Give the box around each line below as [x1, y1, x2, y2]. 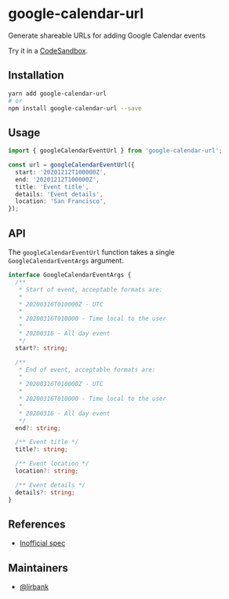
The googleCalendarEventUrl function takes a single [8, 248, 175, 256]
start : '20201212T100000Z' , [15, 168, 107, 176]
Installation [8, 68, 64, 83]
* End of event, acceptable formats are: [18, 366, 156, 373]
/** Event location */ [15, 460, 89, 468]
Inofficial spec [19, 538, 66, 548]
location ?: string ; [15, 467, 79, 475]
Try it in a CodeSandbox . [8, 46, 89, 55]
